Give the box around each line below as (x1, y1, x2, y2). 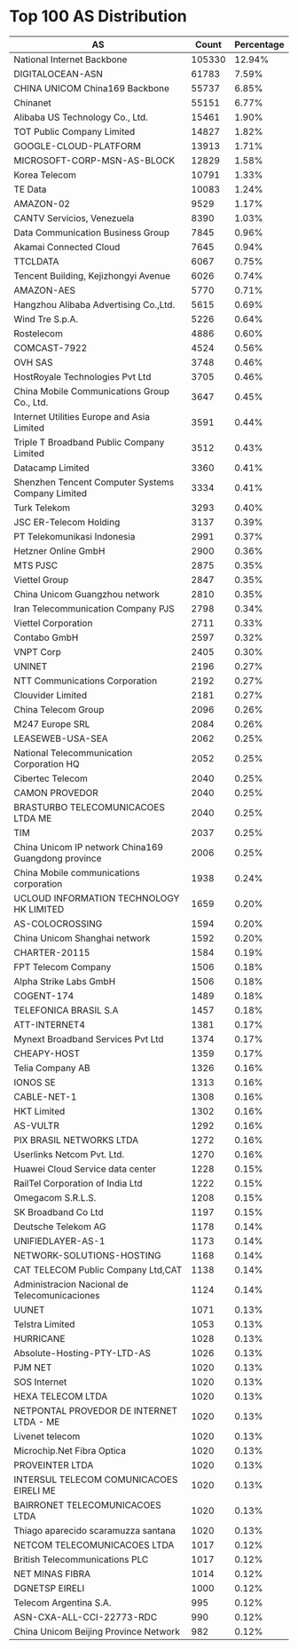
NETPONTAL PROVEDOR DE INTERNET (13, 1404, 178, 1416)
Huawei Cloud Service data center (13, 1163, 157, 1175)
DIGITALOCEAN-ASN (13, 67, 104, 80)
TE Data (13, 183, 47, 195)
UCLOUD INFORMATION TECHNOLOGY (13, 892, 180, 904)
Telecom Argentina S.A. (13, 1596, 112, 1608)
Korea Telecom (13, 169, 77, 181)
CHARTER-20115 (13, 946, 90, 959)
